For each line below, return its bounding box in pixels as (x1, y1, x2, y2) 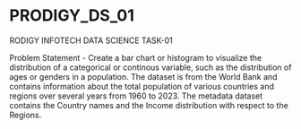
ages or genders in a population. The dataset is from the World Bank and (9, 71, 278, 82)
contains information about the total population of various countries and (9, 81, 275, 91)
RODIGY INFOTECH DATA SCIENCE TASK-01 (9, 35, 173, 46)
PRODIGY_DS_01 (9, 5, 134, 26)
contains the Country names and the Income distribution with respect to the (9, 99, 288, 110)
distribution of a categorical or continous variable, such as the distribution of (9, 62, 292, 73)
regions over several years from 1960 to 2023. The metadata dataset (9, 90, 263, 101)
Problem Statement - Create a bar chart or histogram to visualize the (9, 52, 262, 63)
